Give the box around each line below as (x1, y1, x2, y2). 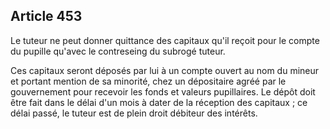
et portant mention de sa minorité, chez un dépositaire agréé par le (10, 75, 287, 87)
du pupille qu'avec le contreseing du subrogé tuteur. (10, 45, 226, 57)
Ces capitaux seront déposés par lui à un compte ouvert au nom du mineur (10, 64, 320, 76)
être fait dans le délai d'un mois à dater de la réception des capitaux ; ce (10, 96, 308, 108)
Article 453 (10, 8, 83, 25)
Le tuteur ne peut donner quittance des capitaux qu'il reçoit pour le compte (10, 34, 320, 46)
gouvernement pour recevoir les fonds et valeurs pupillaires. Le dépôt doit (10, 85, 316, 98)
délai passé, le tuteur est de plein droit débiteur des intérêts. (10, 107, 258, 119)
